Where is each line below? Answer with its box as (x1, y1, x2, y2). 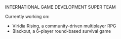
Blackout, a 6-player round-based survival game (12, 28, 111, 34)
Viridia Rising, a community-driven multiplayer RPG (12, 23, 117, 29)
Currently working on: (5, 14, 49, 19)
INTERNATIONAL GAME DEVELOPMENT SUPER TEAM (5, 4, 116, 10)
